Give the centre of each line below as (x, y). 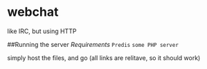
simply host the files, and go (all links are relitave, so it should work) (104, 58)
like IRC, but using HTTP (42, 31)
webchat (33, 12)
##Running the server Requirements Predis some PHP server (93, 44)
